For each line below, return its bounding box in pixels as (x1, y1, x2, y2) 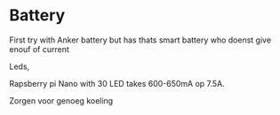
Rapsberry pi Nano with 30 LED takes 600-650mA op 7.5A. (9, 78, 225, 88)
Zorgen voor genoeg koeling (9, 95, 114, 106)
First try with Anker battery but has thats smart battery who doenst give (9, 34, 272, 45)
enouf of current (9, 43, 69, 54)
